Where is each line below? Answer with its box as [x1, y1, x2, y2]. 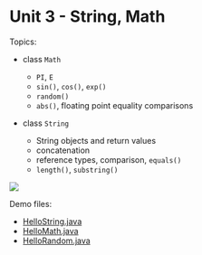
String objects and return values [35, 135, 157, 146]
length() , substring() [35, 164, 119, 175]
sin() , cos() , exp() [35, 80, 107, 91]
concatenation [35, 145, 91, 156]
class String [22, 118, 70, 128]
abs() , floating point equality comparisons [35, 99, 194, 110]
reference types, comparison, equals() [35, 154, 182, 165]
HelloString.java [22, 215, 82, 227]
